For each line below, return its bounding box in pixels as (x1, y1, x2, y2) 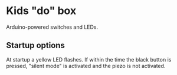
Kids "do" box (6, 4, 77, 18)
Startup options (6, 40, 65, 50)
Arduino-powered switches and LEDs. (6, 23, 99, 30)
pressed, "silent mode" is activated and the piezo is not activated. (6, 62, 166, 69)
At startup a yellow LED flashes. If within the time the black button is (6, 56, 172, 63)
